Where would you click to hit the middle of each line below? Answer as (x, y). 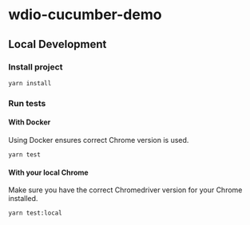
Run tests (27, 103)
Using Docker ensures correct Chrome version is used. (99, 140)
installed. (23, 199)
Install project (36, 67)
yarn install (30, 83)
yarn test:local (35, 213)
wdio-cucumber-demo (85, 15)
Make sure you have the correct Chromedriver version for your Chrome (125, 190)
